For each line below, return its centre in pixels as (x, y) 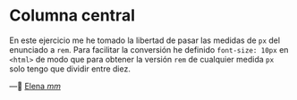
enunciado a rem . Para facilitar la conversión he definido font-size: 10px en (149, 49)
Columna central (72, 16)
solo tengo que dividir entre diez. (70, 69)
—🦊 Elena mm (35, 86)
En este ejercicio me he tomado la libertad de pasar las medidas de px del (144, 40)
